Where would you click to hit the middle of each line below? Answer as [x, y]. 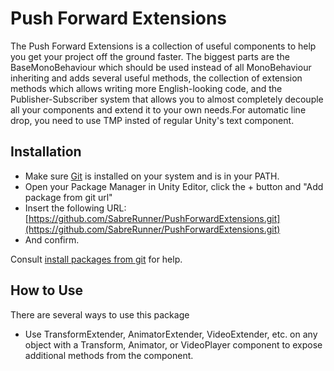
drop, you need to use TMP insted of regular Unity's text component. [152, 120]
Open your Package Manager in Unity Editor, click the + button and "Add [174, 186]
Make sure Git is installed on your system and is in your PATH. [152, 176]
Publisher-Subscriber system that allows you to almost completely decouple [167, 99]
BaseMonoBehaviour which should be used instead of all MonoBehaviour [161, 67]
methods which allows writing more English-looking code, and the [146, 88]
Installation [46, 152]
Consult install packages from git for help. [96, 259]
